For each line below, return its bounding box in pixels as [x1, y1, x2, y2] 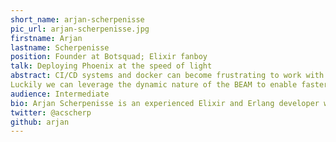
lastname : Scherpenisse [10, 42, 110, 53]
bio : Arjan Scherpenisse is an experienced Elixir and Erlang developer [10, 98, 320, 108]
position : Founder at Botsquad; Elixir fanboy [10, 52, 208, 62]
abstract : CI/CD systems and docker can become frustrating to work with [10, 71, 325, 81]
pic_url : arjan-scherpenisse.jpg [10, 24, 150, 34]
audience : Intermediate [10, 89, 110, 99]
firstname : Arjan [10, 33, 83, 43]
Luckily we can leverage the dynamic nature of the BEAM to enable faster [10, 80, 329, 90]
